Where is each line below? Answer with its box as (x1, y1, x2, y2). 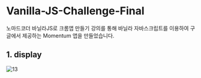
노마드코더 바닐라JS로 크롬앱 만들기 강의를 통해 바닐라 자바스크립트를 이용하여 (6, 24, 189, 32)
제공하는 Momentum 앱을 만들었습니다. (22, 32, 115, 39)
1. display (6, 49, 42, 60)
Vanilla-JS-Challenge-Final (6, 4, 145, 18)
